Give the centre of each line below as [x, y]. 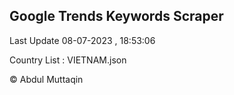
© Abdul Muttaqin [46, 79]
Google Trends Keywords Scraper [116, 16]
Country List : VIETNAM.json [68, 60]
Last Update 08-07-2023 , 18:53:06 [82, 40]
